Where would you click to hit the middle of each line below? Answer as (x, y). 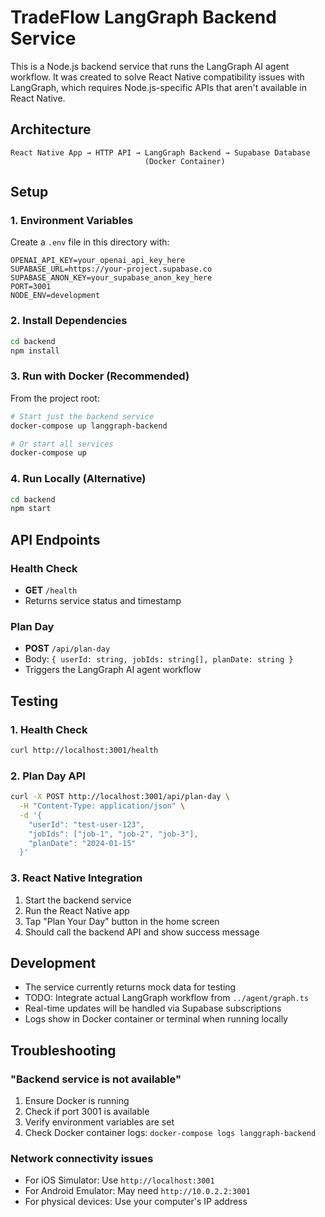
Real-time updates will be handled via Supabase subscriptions (153, 1008)
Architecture (51, 129)
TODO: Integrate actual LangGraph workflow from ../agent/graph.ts (167, 998)
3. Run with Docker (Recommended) (100, 376)
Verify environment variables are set (99, 1122)
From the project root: (55, 398)
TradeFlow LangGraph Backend (143, 17)
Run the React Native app (77, 910)
